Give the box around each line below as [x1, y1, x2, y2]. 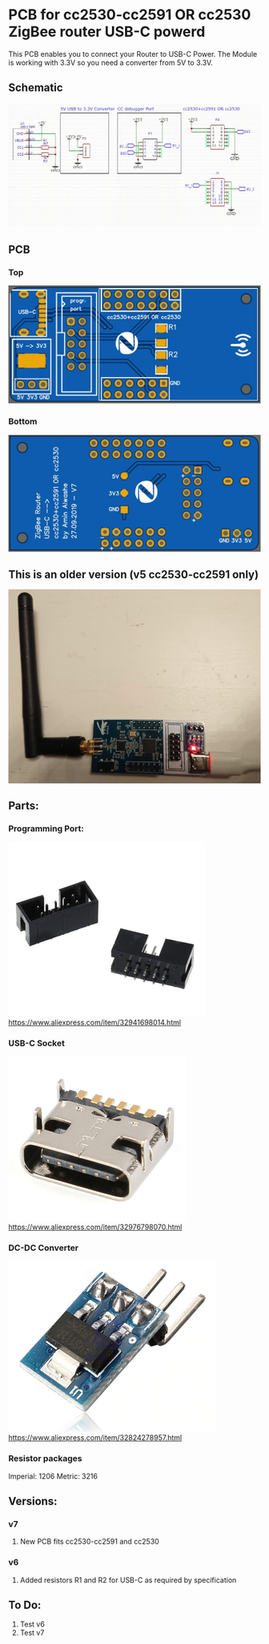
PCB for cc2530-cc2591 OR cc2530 [8, 6, 251, 24]
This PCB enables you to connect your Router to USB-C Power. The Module [8, 49, 258, 59]
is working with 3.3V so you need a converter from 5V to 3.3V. [8, 58, 214, 67]
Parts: [8, 799, 39, 813]
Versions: [8, 1494, 58, 1508]
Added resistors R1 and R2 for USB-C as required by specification [19, 1575, 237, 1585]
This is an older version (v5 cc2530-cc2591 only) [8, 567, 259, 581]
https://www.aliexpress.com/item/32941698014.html [8, 1017, 182, 1027]
